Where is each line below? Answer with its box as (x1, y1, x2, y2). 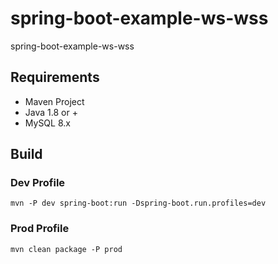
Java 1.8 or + (24, 106, 78, 118)
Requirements (10, 69, 100, 86)
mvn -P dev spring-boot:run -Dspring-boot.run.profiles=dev (10, 198, 267, 209)
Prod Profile (10, 222, 70, 236)
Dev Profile (10, 176, 66, 190)
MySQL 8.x (24, 117, 71, 129)
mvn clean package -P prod (10, 244, 123, 254)
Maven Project (24, 95, 85, 107)
